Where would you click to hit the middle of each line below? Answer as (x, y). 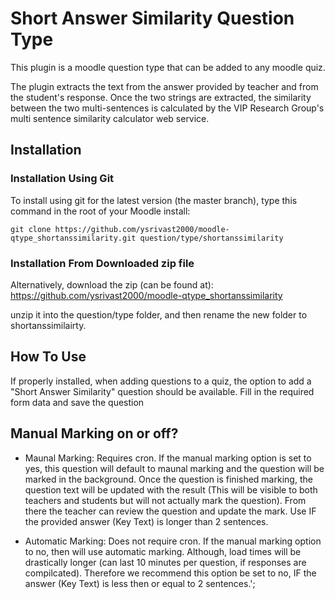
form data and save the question (77, 402)
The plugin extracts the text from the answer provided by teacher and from (164, 86)
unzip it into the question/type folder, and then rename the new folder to (159, 314)
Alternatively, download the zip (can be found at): (112, 284)
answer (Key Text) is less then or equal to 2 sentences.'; (140, 583)
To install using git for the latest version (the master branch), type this (154, 200)
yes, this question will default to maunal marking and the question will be (174, 468)
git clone (31, 229)
